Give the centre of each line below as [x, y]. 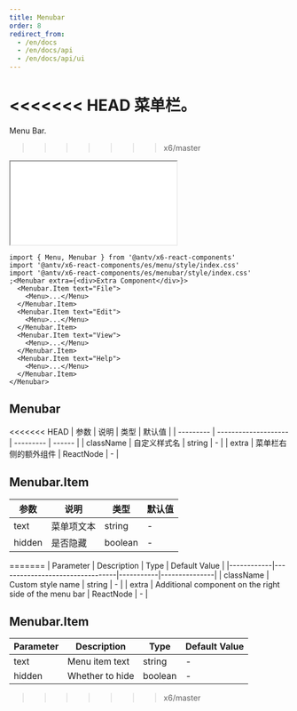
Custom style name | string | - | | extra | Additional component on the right [145, 584]
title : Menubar [37, 17]
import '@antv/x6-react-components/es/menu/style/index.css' [125, 265]
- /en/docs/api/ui [51, 59]
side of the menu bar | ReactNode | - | [78, 594]
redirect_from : [37, 34]
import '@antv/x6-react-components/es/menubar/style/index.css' [130, 273]
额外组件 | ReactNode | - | [72, 453]
